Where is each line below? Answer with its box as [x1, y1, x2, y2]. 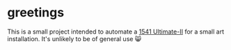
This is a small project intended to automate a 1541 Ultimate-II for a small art [7, 27, 225, 36]
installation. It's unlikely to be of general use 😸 [7, 34, 141, 42]
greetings [7, 5, 65, 21]
